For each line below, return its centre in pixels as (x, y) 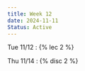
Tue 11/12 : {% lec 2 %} (41, 48)
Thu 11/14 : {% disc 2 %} (43, 61)
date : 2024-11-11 (33, 21)
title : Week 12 (30, 14)
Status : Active (30, 27)
